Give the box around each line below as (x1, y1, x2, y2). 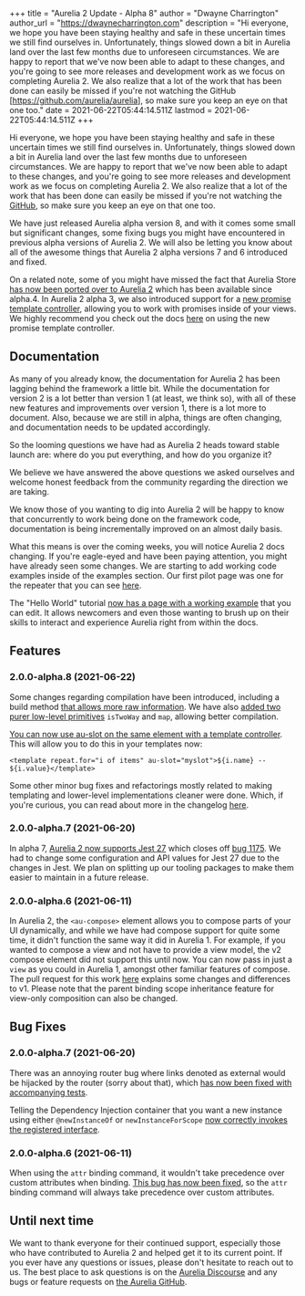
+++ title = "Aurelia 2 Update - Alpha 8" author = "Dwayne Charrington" (9, 8, 280, 18)
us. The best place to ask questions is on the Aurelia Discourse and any (9, 1266, 278, 1277)
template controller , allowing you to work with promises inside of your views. (9, 303, 297, 314)
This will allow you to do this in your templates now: (9, 738, 203, 749)
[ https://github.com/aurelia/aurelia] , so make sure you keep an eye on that (9, 95, 289, 106)
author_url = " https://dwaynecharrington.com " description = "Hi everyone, (9, 17, 290, 28)
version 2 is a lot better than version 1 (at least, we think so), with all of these (9, 392, 297, 403)
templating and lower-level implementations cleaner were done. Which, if (9, 789, 284, 800)
